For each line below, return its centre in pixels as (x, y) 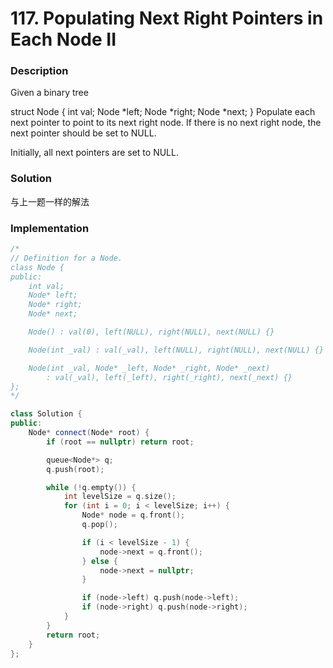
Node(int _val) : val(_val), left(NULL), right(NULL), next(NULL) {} (176, 350)
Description (39, 71)
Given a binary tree (49, 93)
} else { (99, 561)
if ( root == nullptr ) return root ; (120, 442)
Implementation (50, 228)
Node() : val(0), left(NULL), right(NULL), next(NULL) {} (151, 332)
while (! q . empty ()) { (91, 487)
